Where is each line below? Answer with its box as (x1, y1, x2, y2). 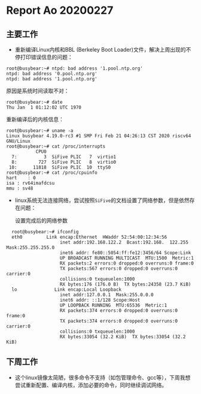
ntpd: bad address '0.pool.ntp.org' (6, 71, 98, 77)
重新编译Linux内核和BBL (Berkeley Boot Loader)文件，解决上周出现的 (14, 46, 186, 53)
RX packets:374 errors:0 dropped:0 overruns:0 (59, 308, 178, 314)
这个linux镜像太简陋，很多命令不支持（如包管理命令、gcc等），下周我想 (14, 374, 191, 381)
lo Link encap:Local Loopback (11, 287, 121, 293)
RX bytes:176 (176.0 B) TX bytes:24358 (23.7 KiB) (59, 281, 191, 287)
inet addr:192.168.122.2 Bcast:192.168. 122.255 (59, 239, 188, 245)
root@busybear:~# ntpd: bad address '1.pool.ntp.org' (6, 65, 144, 71)
